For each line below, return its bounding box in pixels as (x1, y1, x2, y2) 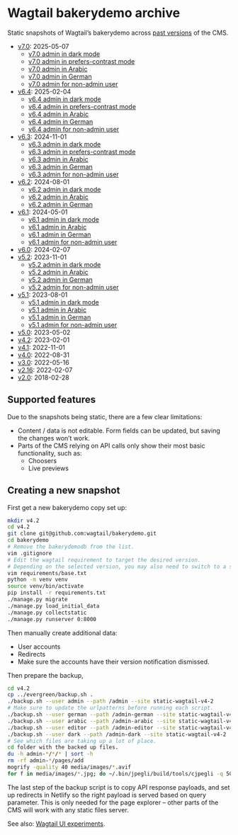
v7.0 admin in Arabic (28, 64, 88, 73)
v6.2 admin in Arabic (28, 193, 89, 201)
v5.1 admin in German (28, 313, 91, 322)
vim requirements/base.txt (7, 569, 87, 576)
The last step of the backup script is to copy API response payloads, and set (7, 783, 230, 791)
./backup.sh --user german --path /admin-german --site (7, 711, 176, 718)
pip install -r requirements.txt (7, 589, 106, 596)
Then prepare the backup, (7, 671, 84, 679)
